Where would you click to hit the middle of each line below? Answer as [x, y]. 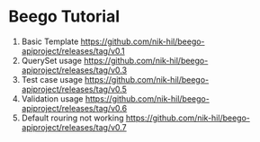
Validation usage [52, 98]
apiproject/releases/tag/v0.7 [74, 127]
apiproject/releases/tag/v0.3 [74, 70]
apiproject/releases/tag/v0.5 [74, 89]
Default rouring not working [72, 118]
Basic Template [50, 41]
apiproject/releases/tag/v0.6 [74, 108]
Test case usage [52, 79]
